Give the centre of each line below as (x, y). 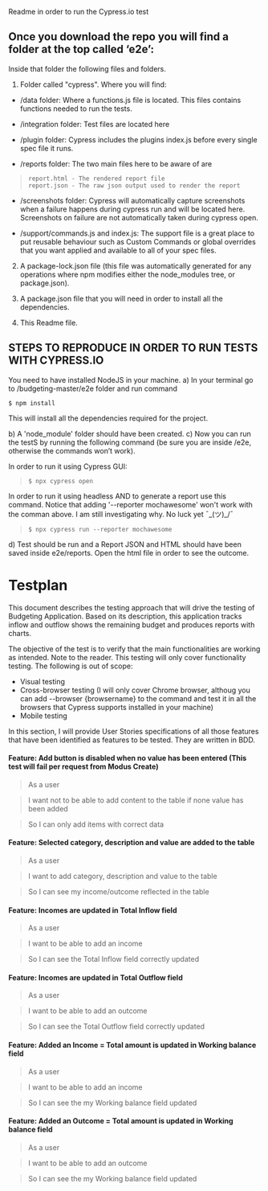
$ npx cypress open (61, 481)
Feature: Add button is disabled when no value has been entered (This (128, 758)
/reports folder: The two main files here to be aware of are (116, 163)
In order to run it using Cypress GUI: (68, 466)
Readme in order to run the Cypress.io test (79, 12)
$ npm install (32, 403)
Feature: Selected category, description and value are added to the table (132, 843)
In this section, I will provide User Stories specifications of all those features (134, 731)
